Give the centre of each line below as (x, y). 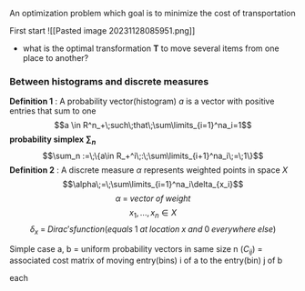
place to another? (56, 58)
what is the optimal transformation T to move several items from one (151, 48)
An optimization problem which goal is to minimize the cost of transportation (152, 13)
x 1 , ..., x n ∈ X (153, 214)
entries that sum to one (53, 111)
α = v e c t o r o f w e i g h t (153, 198)
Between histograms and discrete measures (109, 81)
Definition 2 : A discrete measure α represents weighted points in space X (149, 170)
